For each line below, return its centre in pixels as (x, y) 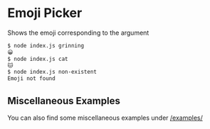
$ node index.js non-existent (52, 72)
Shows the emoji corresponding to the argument (78, 33)
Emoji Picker (45, 13)
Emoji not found (31, 79)
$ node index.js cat (38, 59)
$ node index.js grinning (46, 45)
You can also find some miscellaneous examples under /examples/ (105, 118)
